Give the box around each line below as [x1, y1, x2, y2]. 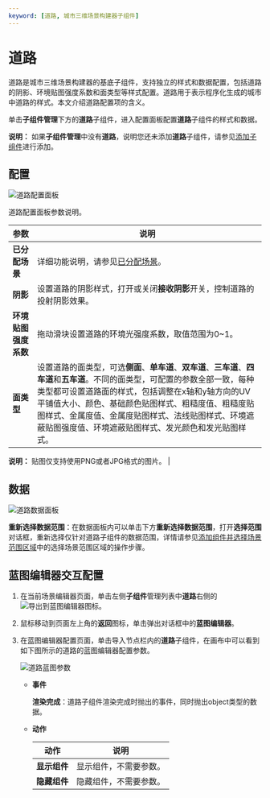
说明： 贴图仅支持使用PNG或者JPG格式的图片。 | [8, 457, 170, 466]
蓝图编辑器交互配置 [8, 569, 104, 582]
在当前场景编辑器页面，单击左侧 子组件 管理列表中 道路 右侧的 [19, 591, 218, 601]
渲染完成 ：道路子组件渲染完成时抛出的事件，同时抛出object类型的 [31, 697, 251, 706]
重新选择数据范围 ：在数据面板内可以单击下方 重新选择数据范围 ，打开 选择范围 [8, 523, 262, 532]
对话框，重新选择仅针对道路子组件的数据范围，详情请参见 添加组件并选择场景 [8, 532, 262, 542]
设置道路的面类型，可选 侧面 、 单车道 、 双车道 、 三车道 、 [37, 362, 247, 373]
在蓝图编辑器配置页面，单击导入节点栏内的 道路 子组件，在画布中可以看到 [19, 635, 260, 645]
